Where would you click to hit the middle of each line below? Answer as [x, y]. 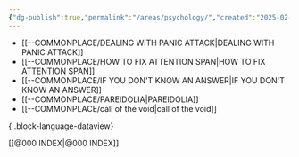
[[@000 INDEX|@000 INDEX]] [64, 143]
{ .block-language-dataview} [61, 126]
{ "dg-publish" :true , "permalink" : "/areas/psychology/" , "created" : [132, 17]
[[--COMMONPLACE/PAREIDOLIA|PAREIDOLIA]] [110, 99]
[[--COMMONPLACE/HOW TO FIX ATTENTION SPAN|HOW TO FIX [143, 61]
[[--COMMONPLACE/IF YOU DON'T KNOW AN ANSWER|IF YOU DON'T [153, 80]
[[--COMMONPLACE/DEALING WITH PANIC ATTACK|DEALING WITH [148, 43]
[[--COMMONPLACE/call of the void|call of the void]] [119, 108]
